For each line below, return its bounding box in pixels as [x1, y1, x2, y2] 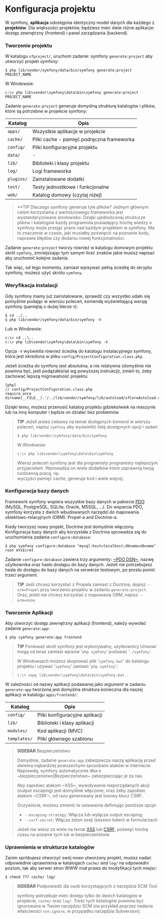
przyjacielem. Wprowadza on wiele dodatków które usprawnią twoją [17, 465, 154, 471]
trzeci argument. [5, 572, 38, 577]
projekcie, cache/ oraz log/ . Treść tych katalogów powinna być [17, 898, 144, 904]
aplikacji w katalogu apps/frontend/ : [5, 692, 78, 698]
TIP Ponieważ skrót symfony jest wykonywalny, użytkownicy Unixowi [17, 643, 157, 649]
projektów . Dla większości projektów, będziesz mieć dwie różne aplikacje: [5, 24, 155, 30]
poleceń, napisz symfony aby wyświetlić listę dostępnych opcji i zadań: [17, 424, 159, 429]
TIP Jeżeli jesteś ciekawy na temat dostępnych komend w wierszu [17, 419, 151, 425]
